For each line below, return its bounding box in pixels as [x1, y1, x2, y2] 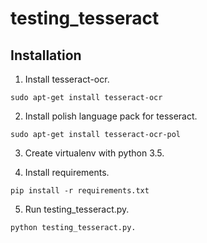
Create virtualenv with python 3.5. [24, 147, 165, 159]
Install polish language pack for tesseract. [24, 110, 198, 122]
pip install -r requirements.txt [10, 186, 150, 196]
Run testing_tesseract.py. [24, 203, 130, 215]
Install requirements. [24, 167, 110, 178]
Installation [10, 47, 82, 64]
